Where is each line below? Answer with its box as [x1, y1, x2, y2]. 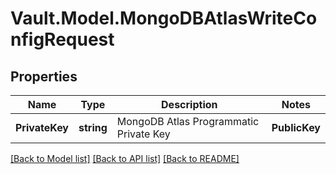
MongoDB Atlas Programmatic [116, 115, 260, 128]
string [78, 121, 108, 134]
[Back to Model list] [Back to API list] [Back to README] [10, 153, 240, 164]
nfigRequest [10, 28, 115, 51]
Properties [10, 68, 78, 85]
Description [161, 98, 218, 111]
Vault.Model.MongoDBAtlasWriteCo [10, 7, 318, 30]
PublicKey [271, 121, 321, 134]
